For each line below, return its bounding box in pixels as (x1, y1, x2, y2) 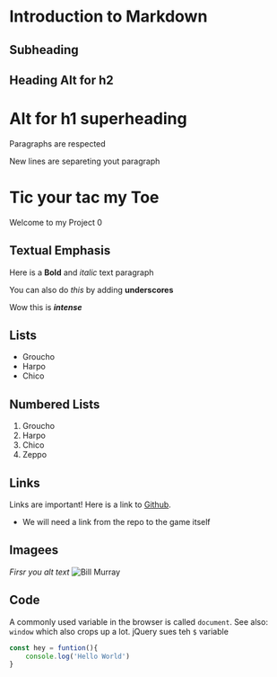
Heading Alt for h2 (9, 72, 114, 87)
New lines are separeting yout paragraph (9, 156, 160, 166)
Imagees (9, 542, 59, 558)
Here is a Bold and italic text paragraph (9, 267, 154, 278)
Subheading (9, 42, 79, 58)
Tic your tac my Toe (9, 187, 160, 208)
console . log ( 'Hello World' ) (25, 652, 130, 661)
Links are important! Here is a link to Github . (9, 499, 172, 510)
